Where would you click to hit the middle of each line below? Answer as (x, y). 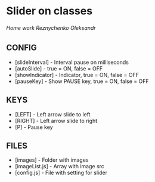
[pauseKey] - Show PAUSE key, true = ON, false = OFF (82, 81)
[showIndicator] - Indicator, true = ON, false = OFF (77, 75)
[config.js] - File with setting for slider (61, 173)
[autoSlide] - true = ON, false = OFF (59, 68)
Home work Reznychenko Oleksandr (51, 27)
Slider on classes (49, 11)
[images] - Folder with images (52, 160)
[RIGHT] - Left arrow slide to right (56, 121)
